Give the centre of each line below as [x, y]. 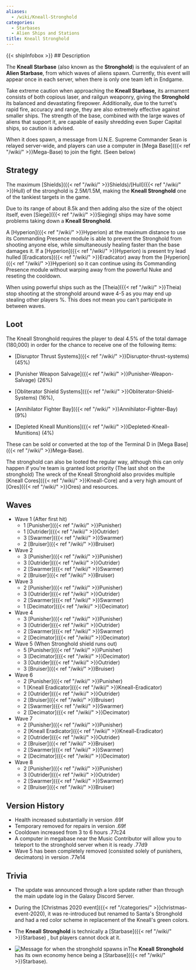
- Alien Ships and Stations [46, 33]
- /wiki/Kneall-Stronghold [44, 17]
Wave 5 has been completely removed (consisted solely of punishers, [98, 851]
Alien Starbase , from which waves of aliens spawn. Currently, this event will [98, 73]
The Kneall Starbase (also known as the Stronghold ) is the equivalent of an [97, 67]
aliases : [17, 11]
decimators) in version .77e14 [50, 857]
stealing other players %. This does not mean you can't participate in [89, 299]
